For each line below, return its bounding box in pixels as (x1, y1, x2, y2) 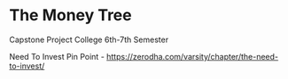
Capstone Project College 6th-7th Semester (9, 34, 169, 45)
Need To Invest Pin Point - (9, 51, 105, 61)
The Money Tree (9, 5, 132, 25)
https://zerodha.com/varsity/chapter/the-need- (105, 51, 279, 61)
